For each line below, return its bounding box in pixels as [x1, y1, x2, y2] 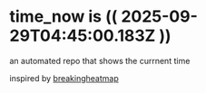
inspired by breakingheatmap [9, 72, 120, 83]
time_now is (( [9, 6, 118, 27]
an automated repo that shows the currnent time [9, 55, 191, 66]
